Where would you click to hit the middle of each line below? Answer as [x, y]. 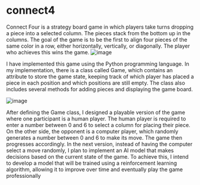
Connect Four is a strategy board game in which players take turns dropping [100, 27]
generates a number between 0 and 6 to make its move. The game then [94, 137]
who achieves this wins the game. [48, 52]
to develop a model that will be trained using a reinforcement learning [92, 163]
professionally [24, 175]
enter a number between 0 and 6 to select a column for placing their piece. [99, 125]
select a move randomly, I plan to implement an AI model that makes [90, 150]
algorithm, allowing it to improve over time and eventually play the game [95, 169]
